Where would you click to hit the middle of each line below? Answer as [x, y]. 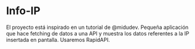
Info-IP [23, 11]
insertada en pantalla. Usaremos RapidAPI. [58, 40]
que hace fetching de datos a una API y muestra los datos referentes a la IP [98, 33]
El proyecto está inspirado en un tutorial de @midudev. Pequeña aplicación [97, 27]
